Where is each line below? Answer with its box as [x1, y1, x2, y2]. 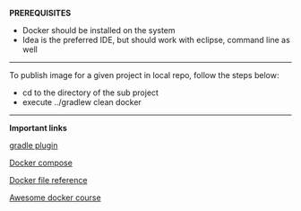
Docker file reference [9, 175, 88, 185]
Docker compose [9, 157, 73, 168]
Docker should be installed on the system [21, 25, 176, 35]
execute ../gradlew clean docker [21, 97, 142, 107]
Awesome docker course [9, 192, 101, 203]
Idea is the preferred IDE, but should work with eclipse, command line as [21, 35, 291, 45]
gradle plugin [9, 140, 58, 151]
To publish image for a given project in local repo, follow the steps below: [9, 70, 279, 80]
